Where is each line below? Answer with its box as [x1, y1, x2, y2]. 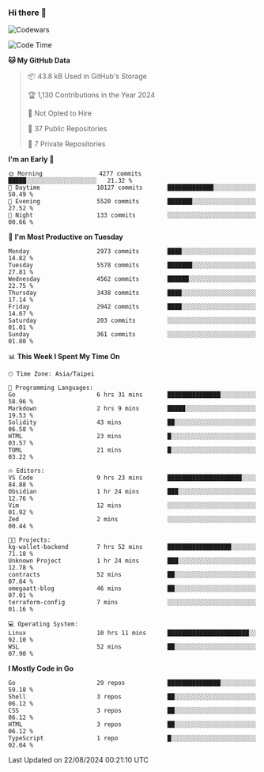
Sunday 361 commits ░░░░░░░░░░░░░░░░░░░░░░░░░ [8, 331, 257, 339]
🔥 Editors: [8, 467, 45, 475]
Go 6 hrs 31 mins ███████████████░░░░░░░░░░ [8, 391, 257, 399]
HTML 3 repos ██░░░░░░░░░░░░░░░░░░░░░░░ [8, 721, 257, 728]
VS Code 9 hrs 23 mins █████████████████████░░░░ [8, 474, 257, 482]
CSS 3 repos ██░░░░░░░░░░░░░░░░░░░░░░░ [8, 707, 257, 715]
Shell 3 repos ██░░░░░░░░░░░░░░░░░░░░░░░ [8, 693, 257, 701]
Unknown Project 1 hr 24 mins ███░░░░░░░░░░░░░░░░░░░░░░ [8, 557, 257, 565]
